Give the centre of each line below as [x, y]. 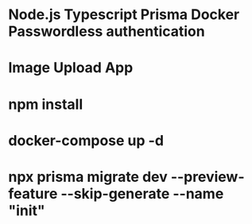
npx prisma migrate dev [88, 177]
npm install [46, 104]
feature [33, 193]
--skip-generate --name [142, 193]
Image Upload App [71, 68]
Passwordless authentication [107, 31]
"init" [27, 210]
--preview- [207, 177]
